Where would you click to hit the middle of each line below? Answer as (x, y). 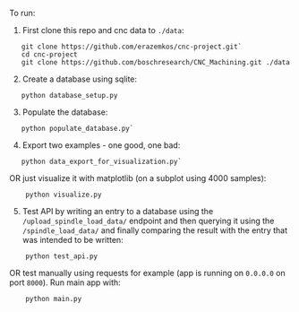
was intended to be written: (73, 240)
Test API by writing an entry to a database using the (118, 211)
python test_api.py (62, 256)
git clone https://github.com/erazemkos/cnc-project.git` (132, 47)
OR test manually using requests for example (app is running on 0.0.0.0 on (148, 273)
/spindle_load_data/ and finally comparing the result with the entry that (155, 230)
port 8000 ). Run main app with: (65, 282)
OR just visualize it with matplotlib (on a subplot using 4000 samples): (138, 178)
